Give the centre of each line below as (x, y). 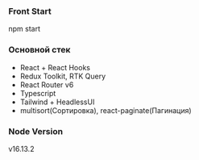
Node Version (35, 131)
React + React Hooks (55, 67)
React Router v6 (47, 84)
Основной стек (39, 50)
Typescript (38, 93)
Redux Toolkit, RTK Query (63, 76)
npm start (25, 29)
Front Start (30, 11)
